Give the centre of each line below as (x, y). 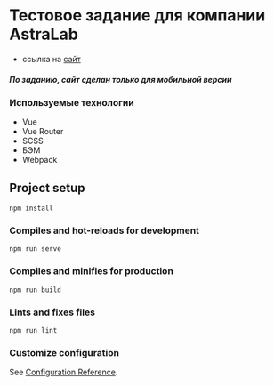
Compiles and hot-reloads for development (105, 230)
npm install (31, 209)
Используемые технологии (72, 102)
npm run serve (36, 249)
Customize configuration (64, 352)
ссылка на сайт (52, 59)
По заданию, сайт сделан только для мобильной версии (121, 79)
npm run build (36, 290)
